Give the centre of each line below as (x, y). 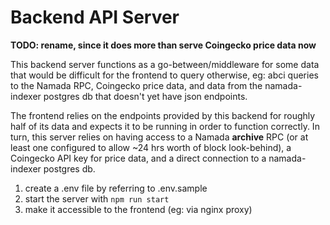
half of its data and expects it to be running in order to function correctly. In (165, 126)
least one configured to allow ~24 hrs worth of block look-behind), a (151, 147)
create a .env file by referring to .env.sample (116, 188)
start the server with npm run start (97, 198)
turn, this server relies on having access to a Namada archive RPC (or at (159, 137)
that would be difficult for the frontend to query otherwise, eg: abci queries (164, 75)
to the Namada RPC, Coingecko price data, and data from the (136, 85)
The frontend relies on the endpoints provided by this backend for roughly (163, 115)
